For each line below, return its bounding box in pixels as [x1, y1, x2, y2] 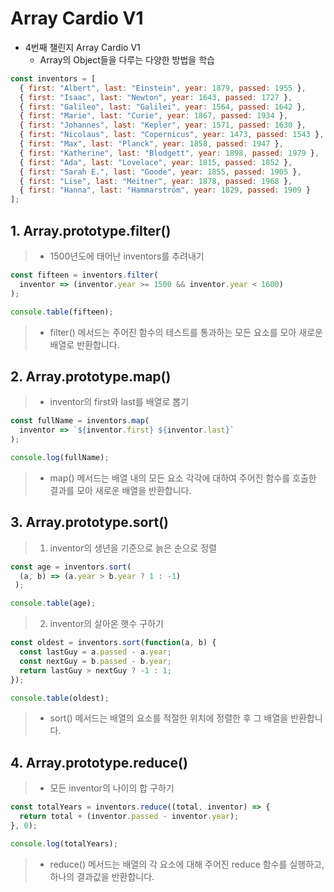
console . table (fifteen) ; [10, 307, 114, 317]
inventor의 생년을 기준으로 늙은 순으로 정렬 [49, 542, 218, 554]
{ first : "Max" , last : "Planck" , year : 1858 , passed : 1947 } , [19, 139, 284, 149]
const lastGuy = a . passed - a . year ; [19, 647, 172, 657]
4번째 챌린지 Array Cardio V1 [24, 41, 141, 53]
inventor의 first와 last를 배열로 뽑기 [49, 396, 190, 408]
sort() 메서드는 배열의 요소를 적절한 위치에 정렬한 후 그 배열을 [49, 712, 289, 724]
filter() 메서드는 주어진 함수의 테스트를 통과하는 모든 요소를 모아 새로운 [49, 326, 323, 338]
